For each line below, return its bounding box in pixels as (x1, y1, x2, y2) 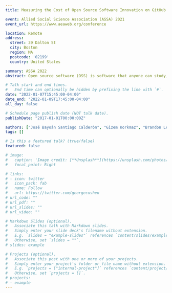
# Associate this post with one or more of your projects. (5, 256, 139, 261)
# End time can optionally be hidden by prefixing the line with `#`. (5, 87, 164, 93)
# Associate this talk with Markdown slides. (5, 223, 109, 229)
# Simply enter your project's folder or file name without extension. (5, 261, 166, 266)
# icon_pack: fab (5, 181, 47, 186)
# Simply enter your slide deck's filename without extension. (5, 228, 147, 233)
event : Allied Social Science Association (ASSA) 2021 (5, 16, 125, 22)
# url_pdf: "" (5, 200, 36, 205)
